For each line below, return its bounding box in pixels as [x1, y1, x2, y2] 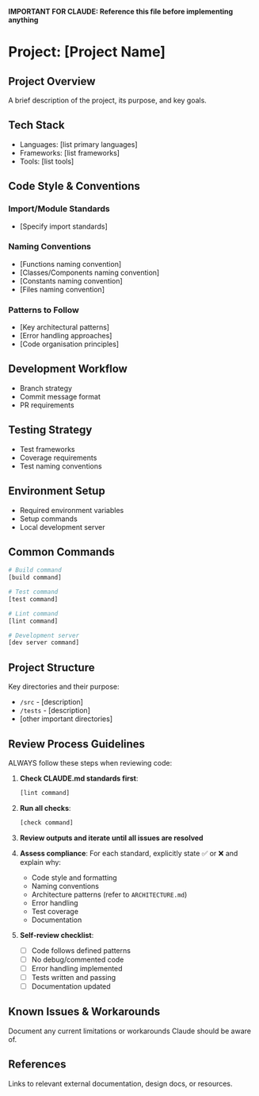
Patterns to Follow [8, 304, 79, 315]
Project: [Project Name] [8, 43, 166, 61]
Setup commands [19, 514, 78, 523]
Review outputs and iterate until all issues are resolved [19, 833, 204, 843]
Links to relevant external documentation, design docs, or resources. [8, 1079, 233, 1088]
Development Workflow [8, 362, 128, 376]
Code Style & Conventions [8, 179, 141, 193]
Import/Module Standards [8, 203, 111, 214]
